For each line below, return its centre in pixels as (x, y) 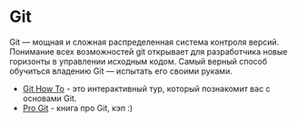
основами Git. (49, 98)
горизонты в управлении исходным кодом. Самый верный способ (139, 61)
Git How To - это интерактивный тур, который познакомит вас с (146, 88)
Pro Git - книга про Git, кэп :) (78, 107)
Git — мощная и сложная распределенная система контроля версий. (144, 42)
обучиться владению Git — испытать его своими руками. (121, 71)
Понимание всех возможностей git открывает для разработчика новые (148, 51)
